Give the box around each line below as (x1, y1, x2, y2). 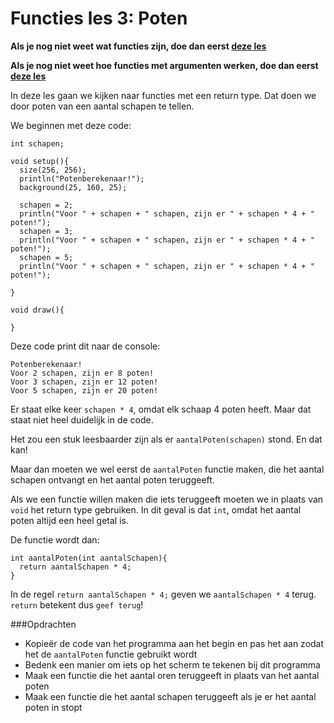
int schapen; (10, 138, 65, 149)
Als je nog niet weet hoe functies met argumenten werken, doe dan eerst (10, 59, 319, 71)
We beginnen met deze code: (10, 119, 132, 131)
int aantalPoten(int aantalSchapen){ (10, 553, 168, 563)
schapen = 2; (19, 200, 74, 210)
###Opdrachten (10, 618, 77, 630)
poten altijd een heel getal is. (10, 514, 129, 526)
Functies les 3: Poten (10, 7, 188, 30)
